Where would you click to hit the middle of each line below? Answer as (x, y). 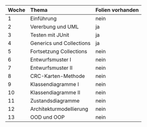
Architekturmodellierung (59, 109)
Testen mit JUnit (50, 35)
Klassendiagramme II (55, 92)
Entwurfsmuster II (51, 68)
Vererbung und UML (54, 27)
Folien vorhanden (117, 10)
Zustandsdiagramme (55, 101)
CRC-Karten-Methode (58, 76)
